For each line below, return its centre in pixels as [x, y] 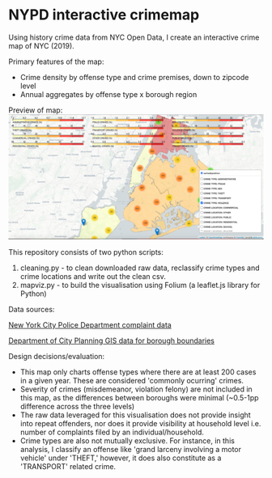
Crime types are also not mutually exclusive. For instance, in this [127, 441]
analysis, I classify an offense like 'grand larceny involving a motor [130, 450]
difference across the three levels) [77, 407]
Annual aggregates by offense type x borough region [108, 94]
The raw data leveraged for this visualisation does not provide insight [135, 415]
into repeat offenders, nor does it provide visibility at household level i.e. [140, 424]
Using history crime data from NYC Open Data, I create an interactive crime [134, 37]
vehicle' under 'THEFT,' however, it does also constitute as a [121, 458]
